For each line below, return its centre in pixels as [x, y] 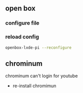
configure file [22, 23]
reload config [22, 37]
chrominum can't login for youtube [41, 76]
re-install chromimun [34, 86]
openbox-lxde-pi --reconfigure [38, 48]
